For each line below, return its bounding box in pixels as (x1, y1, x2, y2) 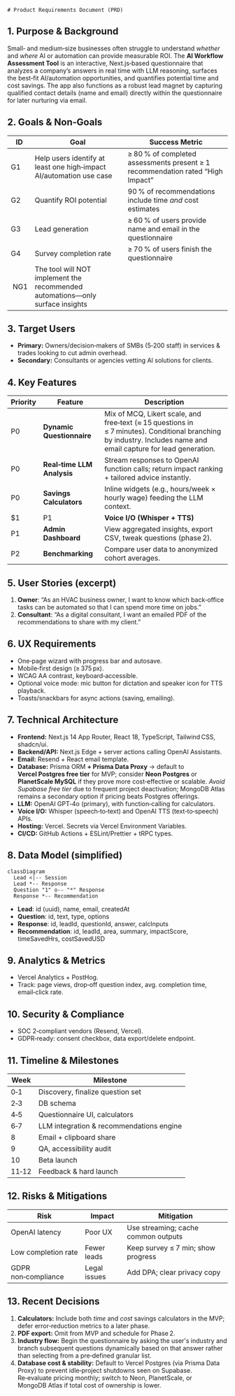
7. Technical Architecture (7, 714, 119, 726)
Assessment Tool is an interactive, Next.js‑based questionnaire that (7, 59, 204, 67)
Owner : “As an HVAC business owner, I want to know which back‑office (17, 596, 225, 604)
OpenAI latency (10, 1227, 62, 1237)
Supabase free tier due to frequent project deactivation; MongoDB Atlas (17, 784, 225, 793)
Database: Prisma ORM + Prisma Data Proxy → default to (17, 762, 185, 770)
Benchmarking (43, 549, 93, 559)
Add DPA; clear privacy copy (127, 1267, 221, 1277)
